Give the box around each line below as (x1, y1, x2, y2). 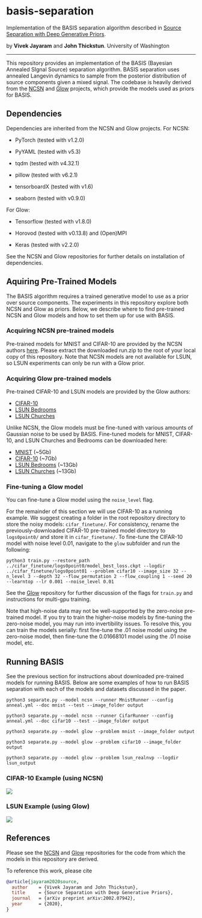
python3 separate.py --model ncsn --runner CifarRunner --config (6, 713, 173, 719)
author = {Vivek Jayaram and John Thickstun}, (11, 884, 138, 890)
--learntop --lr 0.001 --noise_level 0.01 (6, 579, 114, 585)
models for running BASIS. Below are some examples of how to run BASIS (6, 679, 189, 686)
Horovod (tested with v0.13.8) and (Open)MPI (14, 229, 127, 237)
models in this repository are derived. (6, 855, 99, 863)
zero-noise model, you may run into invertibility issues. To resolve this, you (6, 620, 192, 627)
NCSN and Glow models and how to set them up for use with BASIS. (6, 311, 176, 319)
